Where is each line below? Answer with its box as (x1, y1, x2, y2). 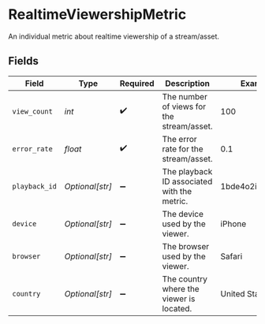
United (220, 288, 246, 299)
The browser (162, 240, 210, 251)
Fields (8, 54, 39, 68)
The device (162, 208, 203, 219)
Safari (220, 251, 243, 262)
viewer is (162, 293, 196, 304)
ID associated (162, 176, 213, 187)
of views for (162, 101, 207, 112)
